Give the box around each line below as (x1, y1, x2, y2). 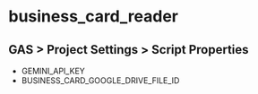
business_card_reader (8, 6, 178, 27)
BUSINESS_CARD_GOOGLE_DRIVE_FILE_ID (21, 75, 180, 86)
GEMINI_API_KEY (21, 65, 86, 76)
